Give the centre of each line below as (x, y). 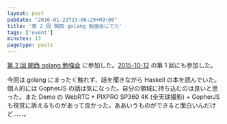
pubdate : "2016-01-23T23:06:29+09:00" (62, 20)
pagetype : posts (30, 45)
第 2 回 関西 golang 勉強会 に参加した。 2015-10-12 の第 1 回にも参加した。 (112, 65)
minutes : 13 (24, 39)
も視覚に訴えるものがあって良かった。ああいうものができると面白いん (106, 105)
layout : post (26, 13)
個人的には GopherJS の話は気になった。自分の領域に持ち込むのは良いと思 (113, 88)
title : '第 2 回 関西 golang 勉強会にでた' (65, 26)
